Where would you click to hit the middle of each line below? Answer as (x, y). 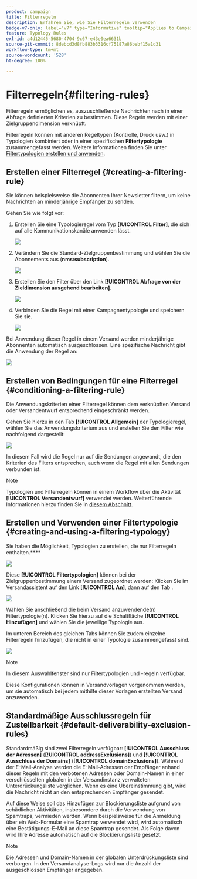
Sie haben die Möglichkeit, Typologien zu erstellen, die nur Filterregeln (91, 546)
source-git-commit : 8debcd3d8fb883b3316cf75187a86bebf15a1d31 (84, 45)
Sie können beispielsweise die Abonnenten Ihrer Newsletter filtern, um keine (98, 196)
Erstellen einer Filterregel (53, 172)
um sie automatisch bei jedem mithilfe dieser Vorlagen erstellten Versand (94, 691)
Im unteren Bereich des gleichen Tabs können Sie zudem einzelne (86, 633)
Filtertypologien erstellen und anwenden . (56, 154)
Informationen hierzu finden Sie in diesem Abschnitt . (69, 504)
